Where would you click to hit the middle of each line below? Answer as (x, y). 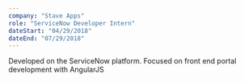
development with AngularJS (56, 70)
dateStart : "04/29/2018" (50, 31)
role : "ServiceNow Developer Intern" (72, 23)
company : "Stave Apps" (46, 16)
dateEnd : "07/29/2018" (46, 38)
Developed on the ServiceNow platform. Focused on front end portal (122, 61)
